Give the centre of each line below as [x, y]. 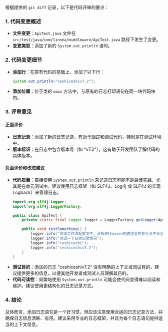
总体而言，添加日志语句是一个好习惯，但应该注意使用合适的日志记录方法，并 [84, 312]
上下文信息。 [27, 324]
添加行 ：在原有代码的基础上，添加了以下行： [58, 72]
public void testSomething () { [54, 229]
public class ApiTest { [37, 215]
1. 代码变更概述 [23, 21]
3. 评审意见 [18, 112]
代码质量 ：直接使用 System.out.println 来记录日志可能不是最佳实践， [84, 180]
